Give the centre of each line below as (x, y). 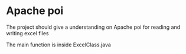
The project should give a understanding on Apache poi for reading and (93, 27)
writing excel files (27, 33)
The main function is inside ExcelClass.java (58, 45)
